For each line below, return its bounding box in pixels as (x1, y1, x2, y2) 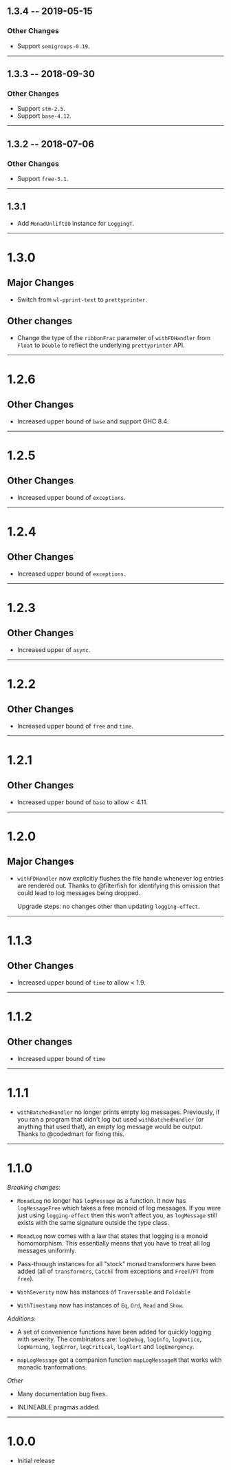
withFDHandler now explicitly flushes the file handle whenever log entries (16, 874, 223, 882)
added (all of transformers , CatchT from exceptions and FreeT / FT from (16, 1267, 214, 1275)
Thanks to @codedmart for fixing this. (16, 1129, 125, 1138)
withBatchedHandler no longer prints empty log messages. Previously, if (16, 1108, 220, 1116)
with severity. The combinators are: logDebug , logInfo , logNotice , (16, 1335, 201, 1343)
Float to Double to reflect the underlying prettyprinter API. (16, 341, 186, 349)
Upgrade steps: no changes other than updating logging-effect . (16, 902, 201, 910)
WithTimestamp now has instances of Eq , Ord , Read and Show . (16, 1301, 184, 1309)
